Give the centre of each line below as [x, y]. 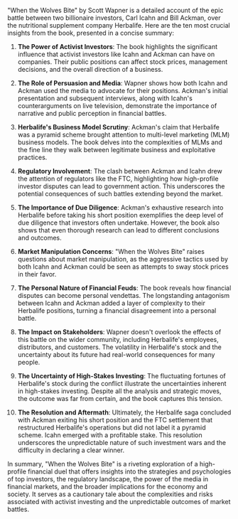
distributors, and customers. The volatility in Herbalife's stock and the [119, 347]
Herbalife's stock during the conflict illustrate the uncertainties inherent [122, 384]
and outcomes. [39, 238]
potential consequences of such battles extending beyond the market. [120, 194]
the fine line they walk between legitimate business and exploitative [117, 150]
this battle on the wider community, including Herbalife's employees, [118, 339]
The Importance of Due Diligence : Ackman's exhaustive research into [120, 208]
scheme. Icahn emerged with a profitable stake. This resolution [110, 435]
